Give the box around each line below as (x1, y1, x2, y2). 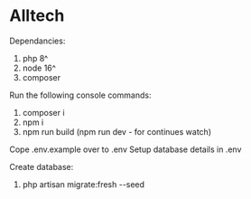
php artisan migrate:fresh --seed (22, 178, 145, 190)
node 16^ (22, 62, 57, 73)
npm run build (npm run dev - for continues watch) (22, 126, 212, 137)
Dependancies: (9, 35, 66, 46)
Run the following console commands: (9, 90, 152, 100)
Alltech (9, 5, 65, 26)
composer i (22, 107, 65, 118)
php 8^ (22, 52, 49, 63)
